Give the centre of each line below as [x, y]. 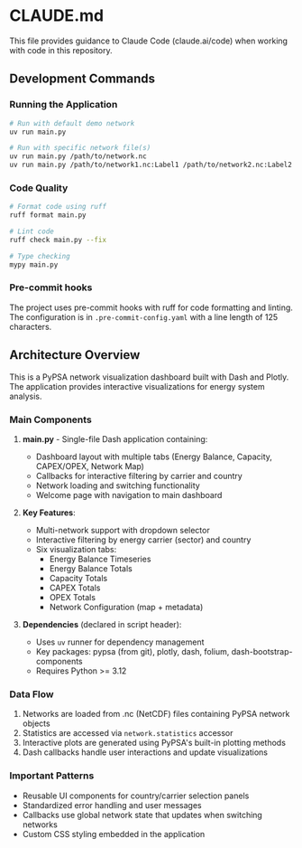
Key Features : [49, 513]
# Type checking [40, 256]
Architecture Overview [75, 355]
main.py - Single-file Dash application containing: [115, 438]
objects [37, 723]
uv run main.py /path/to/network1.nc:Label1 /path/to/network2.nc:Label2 [151, 165]
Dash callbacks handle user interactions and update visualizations [145, 752]
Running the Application [64, 105]
